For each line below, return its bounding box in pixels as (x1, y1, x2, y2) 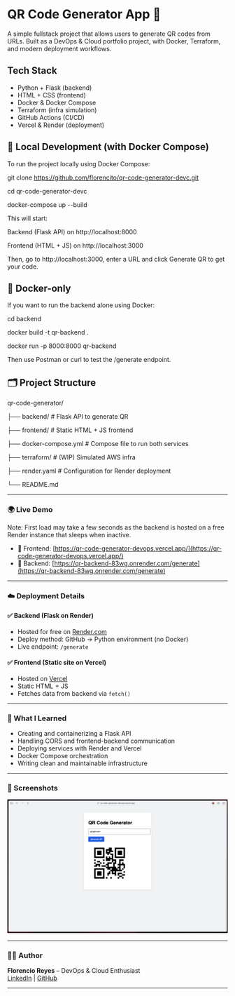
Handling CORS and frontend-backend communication (17, 736, 176, 746)
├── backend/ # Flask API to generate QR (7, 412, 129, 421)
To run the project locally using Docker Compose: (7, 159, 150, 168)
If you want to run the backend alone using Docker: (7, 301, 155, 309)
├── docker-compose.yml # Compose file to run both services (7, 440, 189, 448)
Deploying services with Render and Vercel (17, 744, 142, 753)
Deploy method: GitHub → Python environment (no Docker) (17, 635, 189, 643)
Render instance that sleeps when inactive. (7, 531, 131, 539)
